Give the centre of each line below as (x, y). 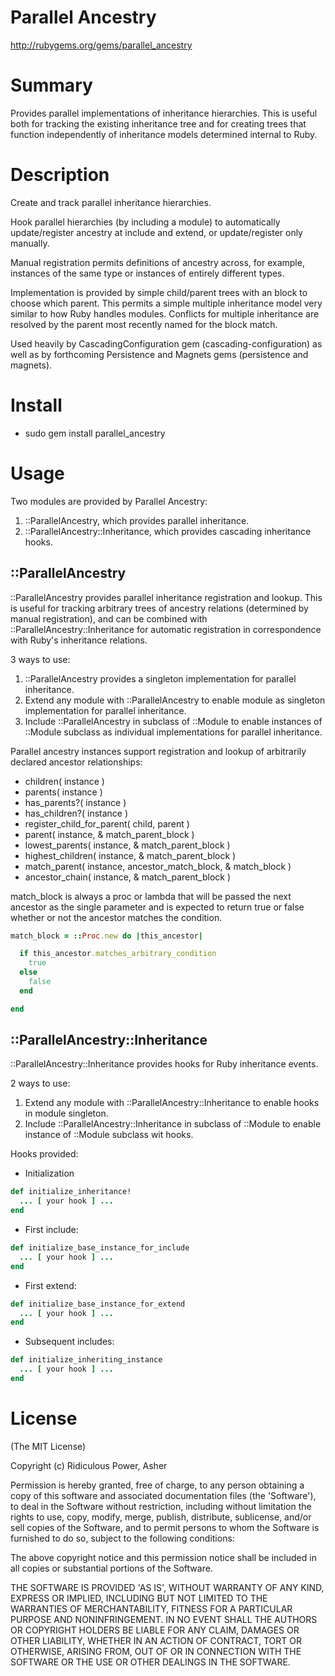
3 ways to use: (40, 659)
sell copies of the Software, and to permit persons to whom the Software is (165, 1527)
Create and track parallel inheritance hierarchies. (111, 202)
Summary (51, 85)
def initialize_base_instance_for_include (100, 1248)
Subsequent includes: (69, 1342)
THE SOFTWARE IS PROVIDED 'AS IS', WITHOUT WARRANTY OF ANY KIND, (167, 1587)
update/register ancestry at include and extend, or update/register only (156, 232)
